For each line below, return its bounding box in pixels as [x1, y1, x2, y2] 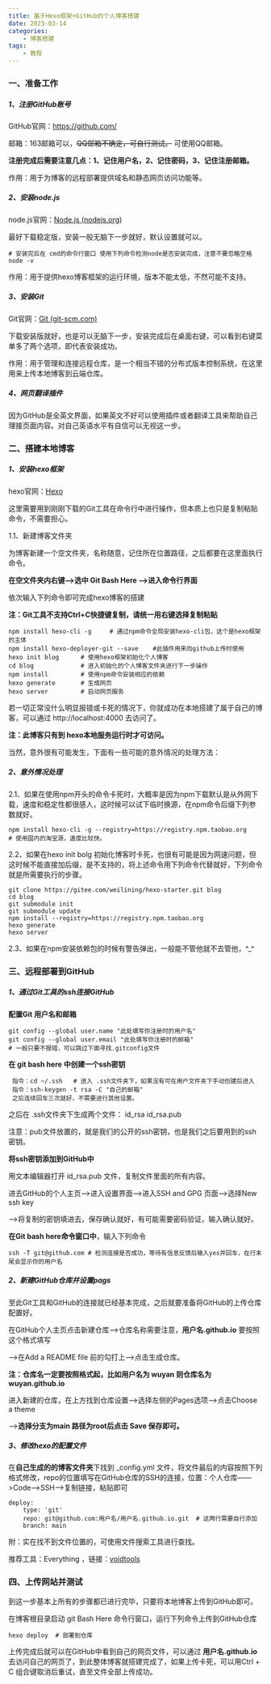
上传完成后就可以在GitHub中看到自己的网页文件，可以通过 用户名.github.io [8, 1646, 258, 1656]
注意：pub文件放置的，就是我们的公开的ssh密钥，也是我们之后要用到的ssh [8, 1126, 256, 1136]
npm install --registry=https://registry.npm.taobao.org [8, 914, 204, 923]
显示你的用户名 [19, 1258, 63, 1266]
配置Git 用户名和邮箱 [8, 1009, 77, 1019]
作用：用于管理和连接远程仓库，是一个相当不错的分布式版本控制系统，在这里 [8, 358, 263, 368]
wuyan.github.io [8, 1378, 65, 1388]
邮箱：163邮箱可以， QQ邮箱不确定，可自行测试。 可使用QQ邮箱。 [8, 138, 227, 148]
